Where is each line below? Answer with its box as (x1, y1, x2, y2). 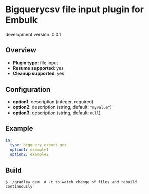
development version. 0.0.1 (5, 31, 61, 37)
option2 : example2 (10, 152, 49, 157)
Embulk (5, 14, 38, 26)
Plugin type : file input (12, 60, 58, 66)
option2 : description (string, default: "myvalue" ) (12, 104, 113, 110)
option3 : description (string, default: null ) (12, 109, 101, 116)
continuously (5, 184, 33, 189)
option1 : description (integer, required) (12, 98, 94, 105)
